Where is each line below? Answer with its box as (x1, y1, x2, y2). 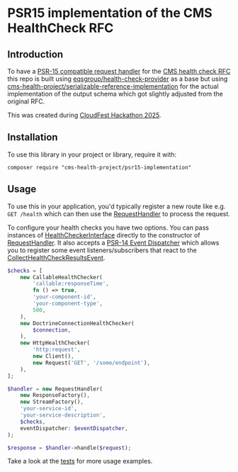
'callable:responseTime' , (33, 280, 110, 288)
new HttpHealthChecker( (20, 339, 91, 347)
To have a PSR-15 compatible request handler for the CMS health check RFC (7, 67, 231, 75)
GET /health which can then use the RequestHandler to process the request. (7, 209, 230, 218)
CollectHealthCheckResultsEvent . (7, 253, 106, 262)
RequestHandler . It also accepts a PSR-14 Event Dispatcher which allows (7, 238, 220, 247)
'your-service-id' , (20, 405, 78, 412)
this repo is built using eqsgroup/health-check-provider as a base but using (7, 74, 228, 83)
